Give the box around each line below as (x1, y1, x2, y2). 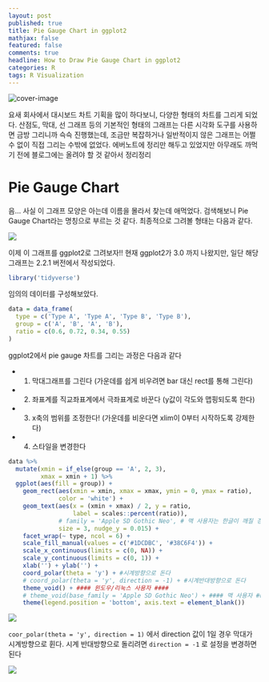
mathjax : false (8, 34, 59, 42)
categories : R (8, 64, 56, 72)
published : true (8, 19, 62, 27)
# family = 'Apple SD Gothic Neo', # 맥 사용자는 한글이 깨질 (58, 517, 254, 525)
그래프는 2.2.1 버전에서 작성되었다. (8, 258, 115, 267)
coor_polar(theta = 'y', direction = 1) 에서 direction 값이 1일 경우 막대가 (8, 629, 253, 639)
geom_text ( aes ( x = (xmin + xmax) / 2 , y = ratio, (22, 502, 192, 511)
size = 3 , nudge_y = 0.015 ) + (58, 524, 159, 532)
